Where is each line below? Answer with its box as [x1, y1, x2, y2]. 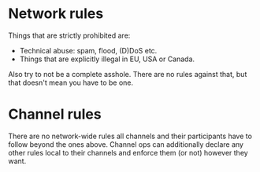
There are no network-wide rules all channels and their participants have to [8, 131, 252, 141]
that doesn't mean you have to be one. [8, 78, 134, 87]
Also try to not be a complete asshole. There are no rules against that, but [8, 69, 247, 79]
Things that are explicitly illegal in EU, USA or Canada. [19, 54, 195, 64]
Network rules [8, 5, 104, 23]
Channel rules [8, 105, 102, 123]
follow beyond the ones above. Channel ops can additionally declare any [8, 139, 244, 149]
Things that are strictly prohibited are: [8, 31, 131, 40]
